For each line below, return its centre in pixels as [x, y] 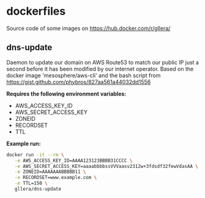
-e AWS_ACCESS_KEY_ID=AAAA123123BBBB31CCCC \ [73, 161]
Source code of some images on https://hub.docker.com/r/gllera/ [88, 28]
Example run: [24, 143]
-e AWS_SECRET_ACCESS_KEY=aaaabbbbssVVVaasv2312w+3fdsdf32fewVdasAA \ [106, 166]
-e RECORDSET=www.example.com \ [56, 178]
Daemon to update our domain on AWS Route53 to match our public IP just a [102, 62]
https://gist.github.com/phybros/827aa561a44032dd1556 [79, 82]
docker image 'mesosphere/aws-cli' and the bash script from [84, 75]
